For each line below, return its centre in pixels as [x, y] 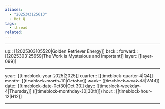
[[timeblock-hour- [134, 91]
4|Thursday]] [18, 91]
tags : [11, 23]
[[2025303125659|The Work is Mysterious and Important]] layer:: [71, 56]
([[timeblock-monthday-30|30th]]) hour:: [74, 91]
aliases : [14, 10]
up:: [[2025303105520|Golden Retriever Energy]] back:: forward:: [71, 51]
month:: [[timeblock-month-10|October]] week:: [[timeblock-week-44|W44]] [82, 81]
